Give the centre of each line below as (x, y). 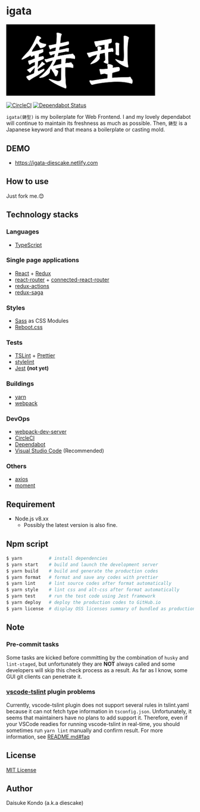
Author (19, 789)
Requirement (31, 504)
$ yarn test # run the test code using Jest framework (81, 596)
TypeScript (28, 245)
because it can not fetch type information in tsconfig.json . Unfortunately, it (99, 711)
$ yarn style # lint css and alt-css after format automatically (93, 590)
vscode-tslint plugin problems (51, 692)
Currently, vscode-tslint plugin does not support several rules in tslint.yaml (98, 705)
